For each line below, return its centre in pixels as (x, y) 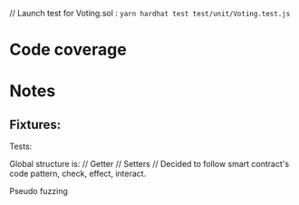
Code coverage (68, 50)
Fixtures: (35, 125)
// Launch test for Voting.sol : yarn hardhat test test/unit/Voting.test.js (150, 13)
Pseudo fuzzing (39, 191)
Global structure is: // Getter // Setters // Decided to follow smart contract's (149, 164)
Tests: (21, 146)
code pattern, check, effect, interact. (78, 174)
